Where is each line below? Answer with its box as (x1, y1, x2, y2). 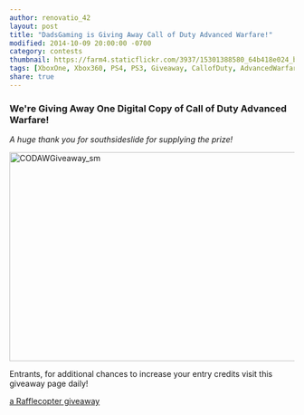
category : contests (9, 47, 83, 56)
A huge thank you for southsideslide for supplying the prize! (9, 134, 233, 145)
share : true (9, 72, 54, 82)
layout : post (9, 22, 59, 31)
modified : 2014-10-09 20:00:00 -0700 (9, 38, 152, 48)
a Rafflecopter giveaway (9, 396, 100, 407)
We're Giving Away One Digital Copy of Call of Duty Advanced (9, 101, 288, 114)
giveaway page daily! (9, 378, 89, 390)
